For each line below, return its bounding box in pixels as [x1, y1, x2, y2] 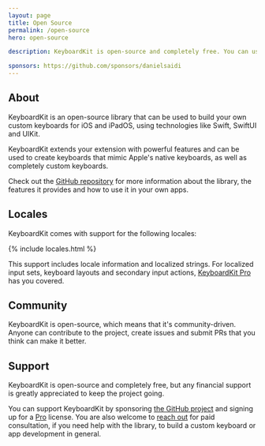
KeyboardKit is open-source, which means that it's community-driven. [8, 320, 237, 329]
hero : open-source [8, 33, 69, 42]
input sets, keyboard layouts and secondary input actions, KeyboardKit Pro [8, 268, 251, 277]
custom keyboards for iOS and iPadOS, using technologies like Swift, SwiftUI [8, 120, 257, 130]
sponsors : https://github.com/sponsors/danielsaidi [8, 62, 181, 70]
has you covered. [8, 275, 65, 285]
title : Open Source [8, 19, 73, 27]
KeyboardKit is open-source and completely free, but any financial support [8, 380, 252, 390]
